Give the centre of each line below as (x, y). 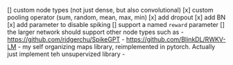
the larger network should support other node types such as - (95, 32)
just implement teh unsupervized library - (66, 54)
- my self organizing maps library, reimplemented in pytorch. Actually (116, 47)
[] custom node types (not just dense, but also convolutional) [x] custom (110, 10)
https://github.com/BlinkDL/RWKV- (176, 39)
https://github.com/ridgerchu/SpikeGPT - (66, 39)
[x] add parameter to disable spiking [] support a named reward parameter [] (116, 25)
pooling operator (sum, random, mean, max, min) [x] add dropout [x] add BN (116, 17)
